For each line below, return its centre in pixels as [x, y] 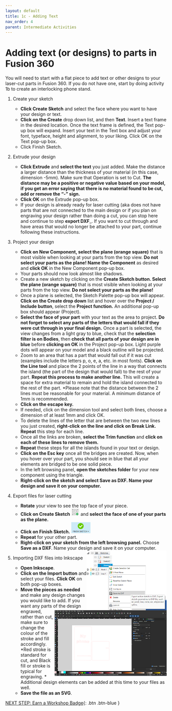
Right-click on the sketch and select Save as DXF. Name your [87, 480]
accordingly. [34, 644]
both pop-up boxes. [41, 584]
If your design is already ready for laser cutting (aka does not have [91, 205]
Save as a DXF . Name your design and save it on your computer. [88, 548]
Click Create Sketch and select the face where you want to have [89, 109]
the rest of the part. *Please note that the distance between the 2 [89, 388]
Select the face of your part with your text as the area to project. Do [92, 317]
